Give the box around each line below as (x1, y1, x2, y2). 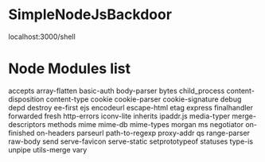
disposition (8, 94, 45, 104)
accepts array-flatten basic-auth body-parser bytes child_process (8, 86, 225, 95)
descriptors (8, 119, 46, 129)
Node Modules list (8, 60, 131, 78)
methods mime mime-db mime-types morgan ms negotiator (47, 119, 244, 129)
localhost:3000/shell (8, 32, 76, 41)
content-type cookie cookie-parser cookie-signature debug (45, 94, 242, 104)
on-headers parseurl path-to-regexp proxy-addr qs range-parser (36, 128, 251, 137)
